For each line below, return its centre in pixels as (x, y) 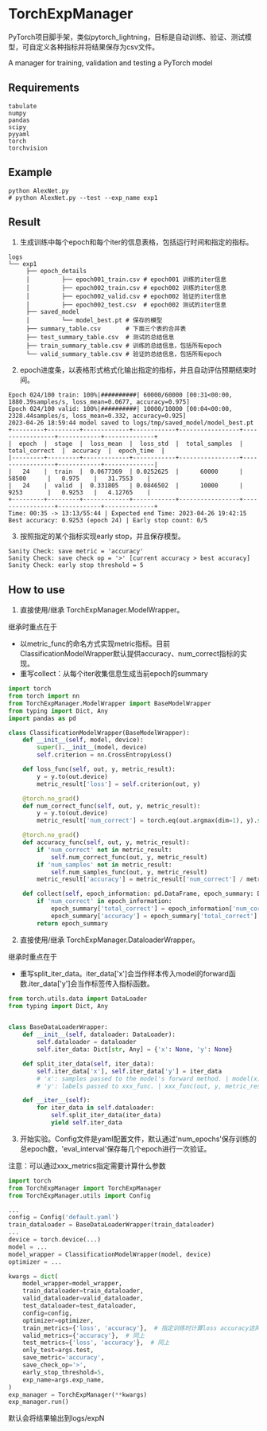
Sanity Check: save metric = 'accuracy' (76, 551)
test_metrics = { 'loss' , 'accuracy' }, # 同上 (96, 1343)
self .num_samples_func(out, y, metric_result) (129, 872)
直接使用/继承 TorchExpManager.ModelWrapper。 (102, 610)
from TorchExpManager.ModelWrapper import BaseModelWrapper (110, 703)
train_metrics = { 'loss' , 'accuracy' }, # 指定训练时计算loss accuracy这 (139, 1328)
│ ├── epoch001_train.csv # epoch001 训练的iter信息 (126, 280)
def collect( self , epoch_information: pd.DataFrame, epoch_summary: (138, 894)
